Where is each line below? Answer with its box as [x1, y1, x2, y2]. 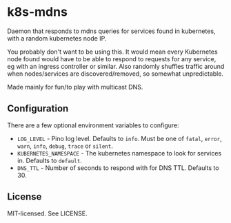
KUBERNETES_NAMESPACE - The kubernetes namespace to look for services [17, 149, 222, 157]
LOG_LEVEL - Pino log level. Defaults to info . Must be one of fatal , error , [17, 134, 222, 142]
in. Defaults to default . [17, 156, 83, 164]
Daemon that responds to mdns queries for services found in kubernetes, [7, 27, 216, 35]
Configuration [7, 103, 69, 114]
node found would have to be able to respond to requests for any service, [7, 54, 217, 63]
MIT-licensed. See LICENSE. [7, 209, 88, 217]
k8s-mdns [7, 4, 68, 20]
